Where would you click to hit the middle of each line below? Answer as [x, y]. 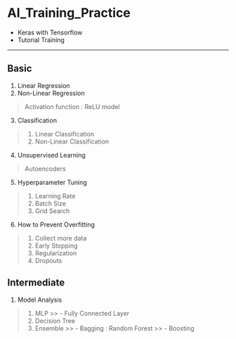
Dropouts [48, 260]
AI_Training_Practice [69, 13]
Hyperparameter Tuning [52, 182]
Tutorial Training [41, 39]
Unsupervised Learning [51, 155]
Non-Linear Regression [51, 93]
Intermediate [36, 283]
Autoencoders [45, 168]
